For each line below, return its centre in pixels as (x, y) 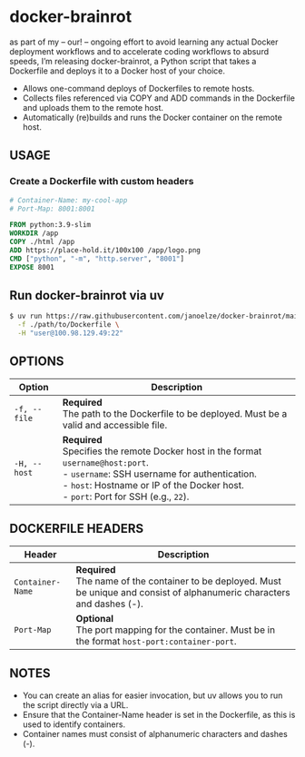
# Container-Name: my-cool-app (69, 200)
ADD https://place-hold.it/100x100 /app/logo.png (105, 251)
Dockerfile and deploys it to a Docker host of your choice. (117, 71)
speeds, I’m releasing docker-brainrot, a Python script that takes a (133, 61)
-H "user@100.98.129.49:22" (71, 333)
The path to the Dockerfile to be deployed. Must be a (175, 413)
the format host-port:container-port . (156, 641)
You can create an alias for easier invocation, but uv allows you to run (152, 695)
